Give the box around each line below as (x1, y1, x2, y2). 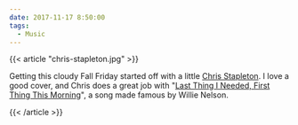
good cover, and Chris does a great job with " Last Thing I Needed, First (9, 81, 270, 91)
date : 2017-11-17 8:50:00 (9, 12, 105, 22)
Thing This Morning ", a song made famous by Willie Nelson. (9, 90, 229, 100)
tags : (9, 21, 29, 30)
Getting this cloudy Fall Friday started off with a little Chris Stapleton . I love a (9, 71, 289, 82)
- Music (17, 29, 46, 38)
